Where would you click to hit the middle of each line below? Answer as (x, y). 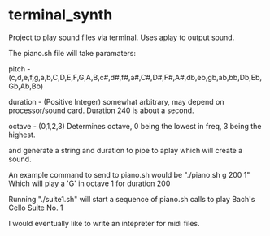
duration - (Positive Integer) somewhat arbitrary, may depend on (116, 101)
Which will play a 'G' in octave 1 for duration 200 (89, 183)
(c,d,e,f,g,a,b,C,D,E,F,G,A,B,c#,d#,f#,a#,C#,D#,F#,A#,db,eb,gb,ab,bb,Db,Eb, (135, 77)
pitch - (20, 69)
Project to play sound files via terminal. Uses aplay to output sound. (122, 37)
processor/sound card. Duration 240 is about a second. (101, 110)
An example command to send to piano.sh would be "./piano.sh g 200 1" (129, 174)
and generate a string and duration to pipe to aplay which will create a (126, 150)
